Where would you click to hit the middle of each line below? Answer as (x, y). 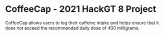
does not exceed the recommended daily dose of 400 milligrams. (72, 28)
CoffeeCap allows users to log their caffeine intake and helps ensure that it (82, 23)
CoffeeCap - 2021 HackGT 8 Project (81, 9)
